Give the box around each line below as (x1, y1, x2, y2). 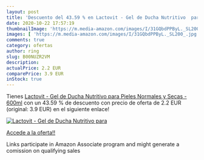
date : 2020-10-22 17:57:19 (6, 20, 75, 26)
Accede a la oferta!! (6, 129, 56, 136)
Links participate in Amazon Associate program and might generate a (6, 141, 180, 148)
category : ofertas (6, 43, 53, 49)
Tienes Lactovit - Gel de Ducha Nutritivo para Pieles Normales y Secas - (6, 93, 187, 100)
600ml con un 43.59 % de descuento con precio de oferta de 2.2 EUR (6, 99, 182, 106)
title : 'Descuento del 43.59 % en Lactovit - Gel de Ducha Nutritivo (6, 14, 186, 21)
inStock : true (6, 76, 42, 82)
